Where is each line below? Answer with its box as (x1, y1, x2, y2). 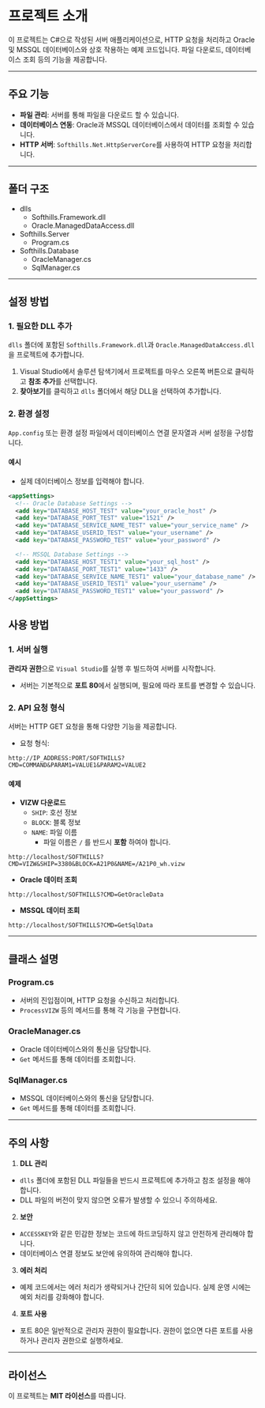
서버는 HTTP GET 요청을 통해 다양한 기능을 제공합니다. (8, 721, 177, 731)
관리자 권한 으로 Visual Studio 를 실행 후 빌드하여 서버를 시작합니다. (8, 664, 216, 673)
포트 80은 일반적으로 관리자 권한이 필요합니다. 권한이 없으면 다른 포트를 (19, 1326, 239, 1335)
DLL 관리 (19, 1159, 47, 1168)
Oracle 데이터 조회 (19, 875, 77, 884)
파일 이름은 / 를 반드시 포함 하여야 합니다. (43, 838, 171, 847)
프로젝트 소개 (8, 7, 88, 25)
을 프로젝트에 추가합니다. (8, 350, 84, 360)
